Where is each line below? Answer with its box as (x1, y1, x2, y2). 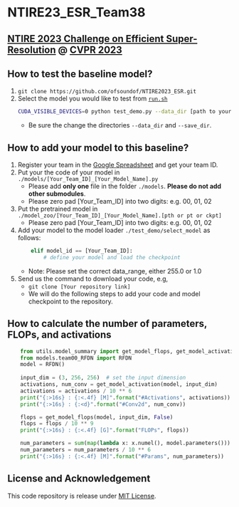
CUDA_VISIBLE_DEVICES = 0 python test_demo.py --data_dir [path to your (17, 108, 232, 115)
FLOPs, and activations (7, 329, 112, 341)
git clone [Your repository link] (28, 283, 131, 291)
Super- (166, 33, 198, 45)
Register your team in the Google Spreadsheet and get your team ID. (17, 161, 218, 169)
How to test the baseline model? (7, 68, 153, 80)
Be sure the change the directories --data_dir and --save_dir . (28, 121, 212, 130)
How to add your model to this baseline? (7, 142, 189, 154)
